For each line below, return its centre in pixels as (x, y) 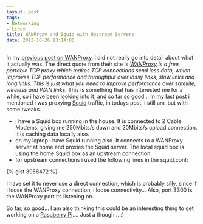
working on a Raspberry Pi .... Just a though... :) (65, 215)
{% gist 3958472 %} (32, 172)
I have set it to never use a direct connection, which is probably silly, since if (102, 184)
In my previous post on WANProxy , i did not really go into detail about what (100, 58)
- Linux (16, 29)
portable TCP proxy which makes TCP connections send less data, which (98, 70)
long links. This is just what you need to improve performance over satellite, (101, 83)
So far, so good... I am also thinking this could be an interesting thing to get (100, 208)
